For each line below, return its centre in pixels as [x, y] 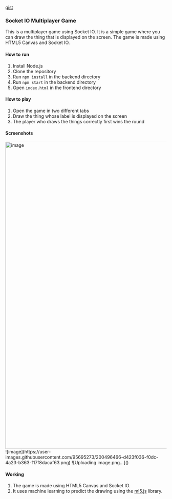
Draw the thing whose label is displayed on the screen [70, 116]
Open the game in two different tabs [51, 111]
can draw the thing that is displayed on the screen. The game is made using [85, 37]
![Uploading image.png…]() [100, 462]
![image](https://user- [28, 451]
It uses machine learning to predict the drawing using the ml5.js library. [88, 491]
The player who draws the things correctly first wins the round [79, 121]
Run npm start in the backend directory [54, 82]
